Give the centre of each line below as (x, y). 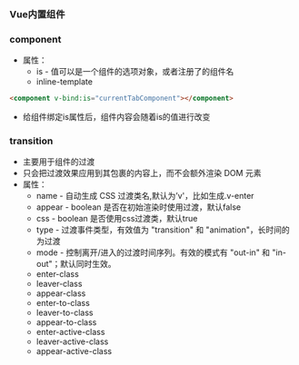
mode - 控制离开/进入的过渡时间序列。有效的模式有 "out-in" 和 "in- (161, 252)
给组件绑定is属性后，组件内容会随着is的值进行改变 (116, 117)
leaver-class (59, 284)
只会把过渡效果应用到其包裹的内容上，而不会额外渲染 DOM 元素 (142, 173)
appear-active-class (74, 351)
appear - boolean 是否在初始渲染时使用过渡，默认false (139, 207)
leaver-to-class (65, 313)
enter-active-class (70, 332)
